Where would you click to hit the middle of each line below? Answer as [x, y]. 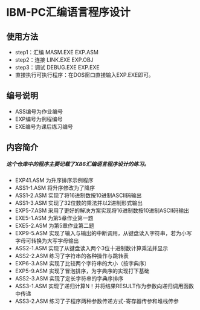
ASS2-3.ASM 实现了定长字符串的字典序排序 [69, 279]
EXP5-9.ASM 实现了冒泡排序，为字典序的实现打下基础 [82, 271]
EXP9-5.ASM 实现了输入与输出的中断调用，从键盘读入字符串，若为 [98, 233]
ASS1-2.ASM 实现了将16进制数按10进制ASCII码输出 [78, 195]
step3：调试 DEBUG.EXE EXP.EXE [57, 67]
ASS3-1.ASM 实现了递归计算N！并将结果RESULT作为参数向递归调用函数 [105, 286]
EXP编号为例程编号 [39, 119]
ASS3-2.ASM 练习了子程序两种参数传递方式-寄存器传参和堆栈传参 [97, 301]
